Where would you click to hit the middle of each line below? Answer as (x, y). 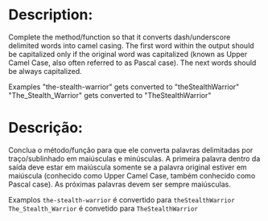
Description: (51, 15)
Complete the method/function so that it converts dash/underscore (120, 37)
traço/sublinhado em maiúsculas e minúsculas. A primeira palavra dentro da (134, 158)
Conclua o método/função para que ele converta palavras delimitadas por (131, 149)
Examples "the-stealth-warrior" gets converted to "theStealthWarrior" (124, 87)
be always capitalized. (45, 71)
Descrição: (45, 128)
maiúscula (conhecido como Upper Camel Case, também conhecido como (132, 175)
